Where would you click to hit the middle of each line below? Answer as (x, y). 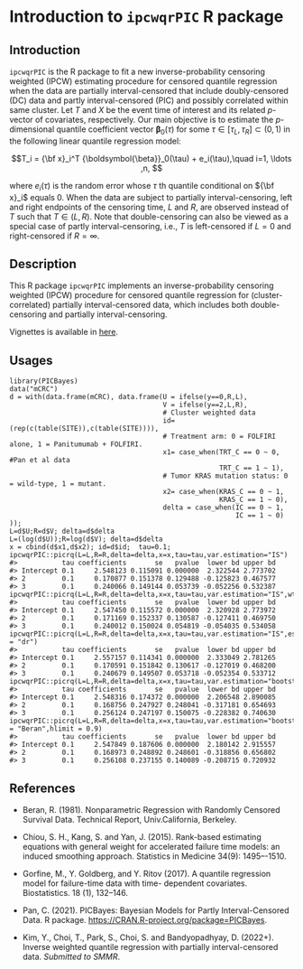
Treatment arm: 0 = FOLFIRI (224, 437)
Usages (31, 360)
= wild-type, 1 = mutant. (58, 484)
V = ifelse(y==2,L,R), (205, 405)
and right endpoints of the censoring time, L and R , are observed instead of (149, 207)
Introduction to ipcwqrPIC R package (147, 17)
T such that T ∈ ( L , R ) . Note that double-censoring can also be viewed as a (149, 216)
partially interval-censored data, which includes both (151, 305)
